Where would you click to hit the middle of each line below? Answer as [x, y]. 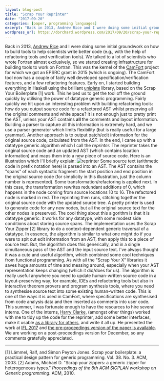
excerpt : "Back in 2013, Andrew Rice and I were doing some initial [76, 28]
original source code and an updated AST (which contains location [72, 151]
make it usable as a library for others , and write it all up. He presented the [79, 322]
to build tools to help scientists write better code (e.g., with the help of [76, 51]
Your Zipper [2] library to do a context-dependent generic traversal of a [77, 229]
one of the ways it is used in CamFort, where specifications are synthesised [81, 296]
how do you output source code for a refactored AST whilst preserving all [79, 109]
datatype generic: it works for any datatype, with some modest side [73, 218]
